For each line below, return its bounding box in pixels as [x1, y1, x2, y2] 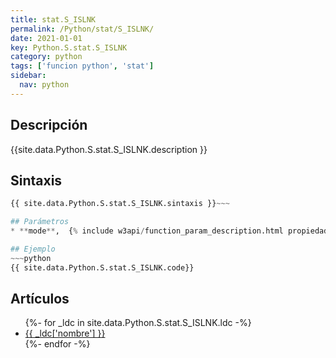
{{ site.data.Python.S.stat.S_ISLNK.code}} [10, 262, 195, 273]
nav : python [19, 80, 70, 90]
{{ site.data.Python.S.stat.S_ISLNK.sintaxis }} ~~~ [10, 199, 230, 209]
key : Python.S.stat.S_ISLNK [10, 42, 128, 53]
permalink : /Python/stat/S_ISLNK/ [10, 24, 155, 34]
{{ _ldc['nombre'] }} [24, 327, 106, 340]
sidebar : [10, 71, 47, 81]
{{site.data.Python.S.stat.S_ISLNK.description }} [10, 143, 208, 155]
